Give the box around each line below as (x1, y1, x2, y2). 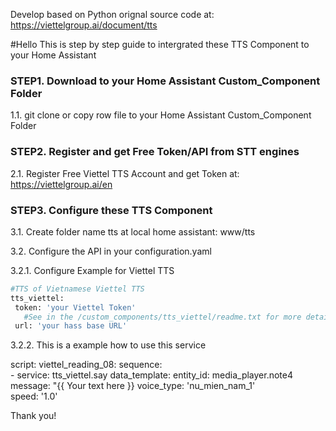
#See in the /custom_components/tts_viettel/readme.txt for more (23, 312, 302, 322)
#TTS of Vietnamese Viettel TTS (10, 284, 145, 294)
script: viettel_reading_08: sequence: (10, 359, 163, 371)
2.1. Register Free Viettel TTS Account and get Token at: (10, 167, 240, 179)
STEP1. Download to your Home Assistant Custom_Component (10, 74, 321, 88)
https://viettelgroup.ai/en (10, 178, 113, 190)
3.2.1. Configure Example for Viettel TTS (10, 264, 175, 276)
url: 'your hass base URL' (14, 321, 128, 331)
